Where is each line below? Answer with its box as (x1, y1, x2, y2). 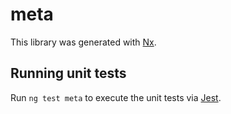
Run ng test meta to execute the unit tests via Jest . (10, 91, 222, 103)
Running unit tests (10, 65, 127, 82)
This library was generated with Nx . (10, 36, 157, 48)
